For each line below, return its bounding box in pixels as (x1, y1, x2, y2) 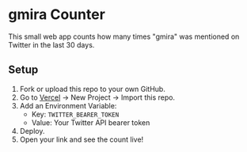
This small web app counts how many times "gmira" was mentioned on (8, 32, 240, 41)
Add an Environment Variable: (19, 101, 117, 110)
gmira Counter (8, 6, 105, 24)
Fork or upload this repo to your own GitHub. (19, 84, 166, 93)
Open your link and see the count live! (19, 135, 144, 144)
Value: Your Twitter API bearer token (31, 117, 150, 127)
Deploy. (19, 126, 45, 135)
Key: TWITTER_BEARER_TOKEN (31, 109, 120, 119)
